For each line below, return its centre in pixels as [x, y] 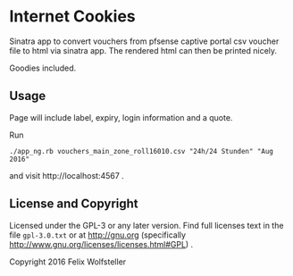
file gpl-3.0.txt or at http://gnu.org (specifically [97, 235]
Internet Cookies [72, 17]
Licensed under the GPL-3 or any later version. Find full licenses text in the [146, 225]
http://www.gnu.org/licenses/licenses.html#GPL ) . [101, 244]
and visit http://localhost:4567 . [67, 175]
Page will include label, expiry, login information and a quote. [121, 117]
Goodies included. [43, 68]
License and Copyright [74, 204]
